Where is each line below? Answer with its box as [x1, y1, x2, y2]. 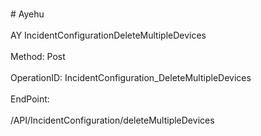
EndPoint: [10, 93, 50, 105]
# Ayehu [10, 8, 45, 20]
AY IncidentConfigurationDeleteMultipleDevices [10, 29, 207, 41]
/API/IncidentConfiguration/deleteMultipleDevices [10, 114, 215, 126]
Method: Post [10, 51, 66, 62]
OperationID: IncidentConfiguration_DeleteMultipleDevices [10, 72, 252, 83]
